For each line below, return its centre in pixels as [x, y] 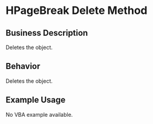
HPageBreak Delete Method [76, 11]
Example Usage [36, 100]
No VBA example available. [39, 114]
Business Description [47, 33]
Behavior [23, 66]
